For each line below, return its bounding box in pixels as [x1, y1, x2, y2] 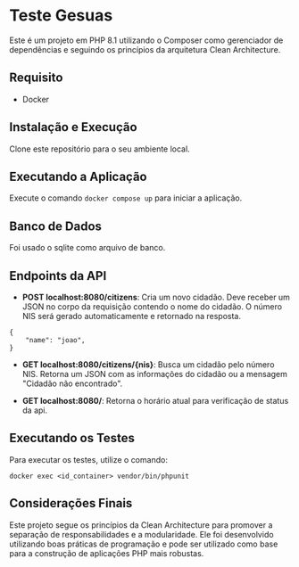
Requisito [9, 70, 63, 86]
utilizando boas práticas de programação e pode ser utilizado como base [9, 538, 278, 549]
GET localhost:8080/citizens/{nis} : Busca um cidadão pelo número [21, 359, 275, 370]
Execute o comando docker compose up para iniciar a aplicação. [9, 193, 243, 203]
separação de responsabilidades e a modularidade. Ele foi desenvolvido [9, 529, 274, 539]
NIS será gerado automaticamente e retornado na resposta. [21, 311, 241, 321]
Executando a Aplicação [9, 168, 147, 184]
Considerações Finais [9, 496, 133, 511]
